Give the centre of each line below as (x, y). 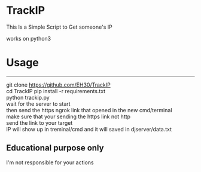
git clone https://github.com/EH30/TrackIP (58, 85)
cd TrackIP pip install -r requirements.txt (56, 91)
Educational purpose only (55, 148)
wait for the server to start (38, 104)
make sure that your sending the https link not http (68, 116)
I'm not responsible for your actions (50, 162)
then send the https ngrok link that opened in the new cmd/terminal (89, 110)
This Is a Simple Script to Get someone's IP (59, 27)
